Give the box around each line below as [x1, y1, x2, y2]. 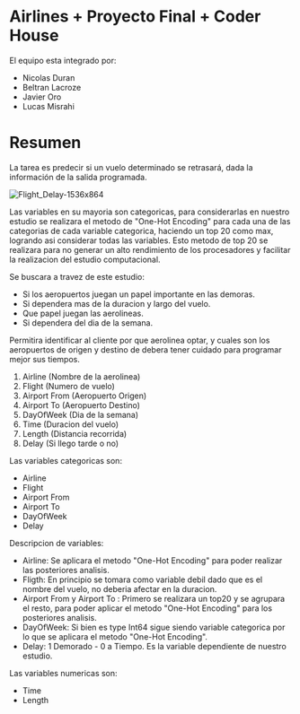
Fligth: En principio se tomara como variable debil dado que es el [22, 574, 263, 585]
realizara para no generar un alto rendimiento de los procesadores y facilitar [9, 244, 291, 255]
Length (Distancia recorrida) [22, 428, 128, 439]
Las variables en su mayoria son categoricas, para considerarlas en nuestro [9, 206, 290, 217]
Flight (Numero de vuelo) [22, 380, 115, 391]
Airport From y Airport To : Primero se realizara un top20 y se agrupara [22, 593, 286, 604]
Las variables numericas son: [9, 667, 119, 678]
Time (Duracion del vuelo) [22, 419, 119, 430]
